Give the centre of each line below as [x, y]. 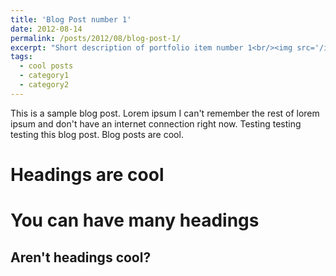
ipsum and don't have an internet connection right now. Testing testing [156, 123]
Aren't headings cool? [81, 257]
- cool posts [46, 66]
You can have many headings [135, 220]
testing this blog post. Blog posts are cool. [97, 134]
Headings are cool [87, 174]
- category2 [44, 85]
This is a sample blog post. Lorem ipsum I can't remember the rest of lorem [165, 113]
